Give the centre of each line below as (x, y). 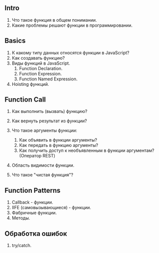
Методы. (21, 218)
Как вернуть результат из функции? (49, 121)
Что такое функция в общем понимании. (54, 20)
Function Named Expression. (48, 79)
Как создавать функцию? (38, 58)
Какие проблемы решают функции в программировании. (72, 25)
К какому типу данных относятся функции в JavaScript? (70, 53)
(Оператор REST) (37, 156)
